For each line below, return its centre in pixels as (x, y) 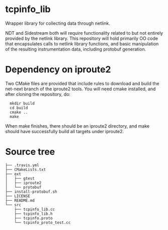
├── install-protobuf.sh (31, 192)
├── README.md (20, 200)
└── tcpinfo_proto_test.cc (43, 222)
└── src (13, 205)
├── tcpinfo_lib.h (33, 214)
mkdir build (22, 103)
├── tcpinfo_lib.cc (35, 209)
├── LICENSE (18, 196)
